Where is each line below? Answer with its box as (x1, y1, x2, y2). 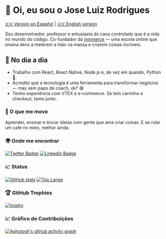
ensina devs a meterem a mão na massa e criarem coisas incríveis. (5, 41, 142, 47)
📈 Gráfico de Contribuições (5, 215, 74, 222)
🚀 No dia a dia (5, 56, 48, 64)
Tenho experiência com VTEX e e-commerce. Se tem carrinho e (12, 90, 143, 96)
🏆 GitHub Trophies (5, 189, 53, 196)
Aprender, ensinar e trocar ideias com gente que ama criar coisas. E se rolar (5, 119, 161, 125)
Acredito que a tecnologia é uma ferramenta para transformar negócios (12, 80, 159, 86)
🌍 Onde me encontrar (5, 137, 59, 144)
